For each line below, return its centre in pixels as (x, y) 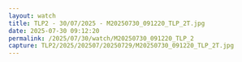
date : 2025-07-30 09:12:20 (54, 31)
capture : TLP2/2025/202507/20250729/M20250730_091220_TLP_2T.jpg (121, 46)
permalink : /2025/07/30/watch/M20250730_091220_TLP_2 (102, 38)
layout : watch (32, 16)
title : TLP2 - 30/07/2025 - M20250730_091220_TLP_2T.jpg (107, 23)
